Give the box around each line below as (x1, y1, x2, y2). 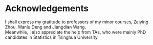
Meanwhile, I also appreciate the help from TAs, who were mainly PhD (5, 29, 146, 35)
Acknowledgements (5, 3, 89, 14)
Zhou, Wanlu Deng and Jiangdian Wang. (5, 24, 87, 30)
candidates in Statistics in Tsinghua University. (5, 34, 99, 40)
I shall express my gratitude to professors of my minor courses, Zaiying (5, 19, 149, 25)
